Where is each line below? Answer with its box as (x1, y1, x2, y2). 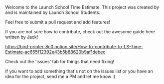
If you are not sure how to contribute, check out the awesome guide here (5, 29, 156, 34)
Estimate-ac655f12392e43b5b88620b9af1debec (5, 49, 106, 55)
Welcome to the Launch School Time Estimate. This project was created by (5, 4, 160, 10)
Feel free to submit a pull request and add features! (5, 19, 111, 25)
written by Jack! (5, 34, 38, 40)
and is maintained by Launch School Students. (5, 9, 101, 15)
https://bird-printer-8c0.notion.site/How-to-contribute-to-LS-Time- (5, 44, 144, 49)
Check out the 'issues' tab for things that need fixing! (5, 59, 115, 64)
